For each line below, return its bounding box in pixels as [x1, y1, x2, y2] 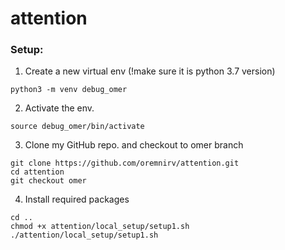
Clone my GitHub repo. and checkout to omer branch [24, 139, 244, 151]
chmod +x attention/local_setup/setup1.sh [10, 222, 190, 232]
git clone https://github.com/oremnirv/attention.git [10, 158, 240, 169]
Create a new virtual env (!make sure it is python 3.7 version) [24, 65, 276, 77]
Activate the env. [24, 102, 95, 114]
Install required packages [24, 193, 130, 206]
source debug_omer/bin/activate [10, 122, 145, 132]
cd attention [10, 167, 65, 177]
